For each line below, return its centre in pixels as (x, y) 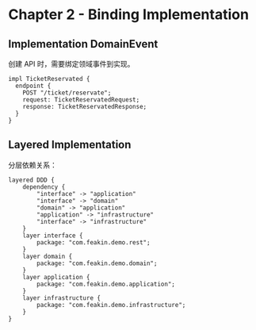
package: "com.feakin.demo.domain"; (97, 263)
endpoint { (33, 86)
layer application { (56, 277)
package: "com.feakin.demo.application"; (106, 284)
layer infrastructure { (62, 298)
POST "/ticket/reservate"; (67, 93)
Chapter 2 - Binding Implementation (129, 15)
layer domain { (48, 256)
